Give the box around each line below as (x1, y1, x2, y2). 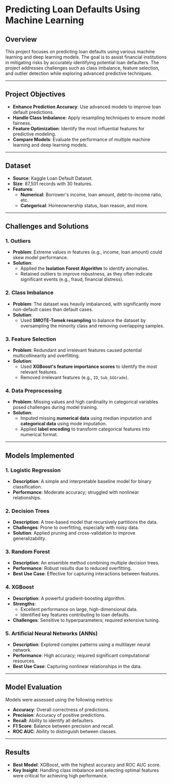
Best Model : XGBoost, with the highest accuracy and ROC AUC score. (12, 761, 161, 768)
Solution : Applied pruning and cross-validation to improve (12, 530, 136, 536)
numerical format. (20, 432, 58, 438)
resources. (12, 658, 36, 664)
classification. (12, 483, 42, 489)
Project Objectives (5, 90, 66, 99)
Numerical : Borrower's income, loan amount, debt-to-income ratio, (20, 191, 162, 198)
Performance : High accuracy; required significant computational (12, 653, 149, 659)
